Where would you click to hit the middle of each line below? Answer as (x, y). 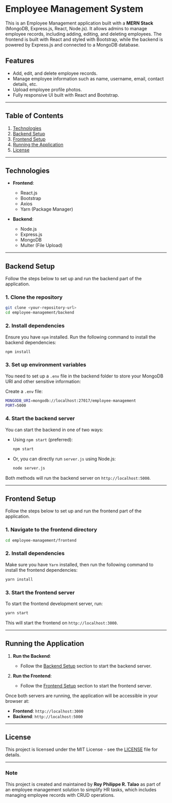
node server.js (29, 468)
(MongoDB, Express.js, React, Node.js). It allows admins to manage (76, 28)
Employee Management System (74, 9)
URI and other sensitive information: (43, 381)
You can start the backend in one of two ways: (54, 430)
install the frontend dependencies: (41, 570)
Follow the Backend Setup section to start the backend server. (86, 666)
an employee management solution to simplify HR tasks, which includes (81, 789)
